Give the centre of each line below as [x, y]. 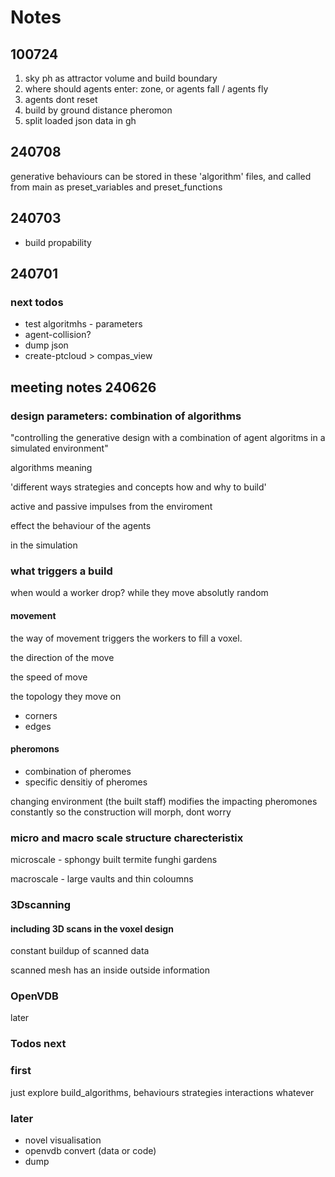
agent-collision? [58, 335]
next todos [37, 302]
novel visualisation [63, 1140]
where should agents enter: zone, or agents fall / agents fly [146, 89]
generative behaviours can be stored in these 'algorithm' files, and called [161, 176]
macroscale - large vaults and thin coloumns [102, 879]
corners [41, 715]
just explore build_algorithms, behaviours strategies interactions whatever [162, 1092]
